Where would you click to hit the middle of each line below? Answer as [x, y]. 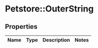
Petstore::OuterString [49, 9]
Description [56, 40]
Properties [21, 27]
